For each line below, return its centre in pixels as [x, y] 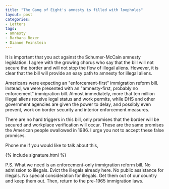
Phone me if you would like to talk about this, [52, 145]
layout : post [19, 15]
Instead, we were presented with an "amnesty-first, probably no [72, 88]
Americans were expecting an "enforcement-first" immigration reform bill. [82, 83]
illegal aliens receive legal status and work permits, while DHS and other [80, 99]
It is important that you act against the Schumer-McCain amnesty [73, 57]
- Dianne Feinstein [26, 43]
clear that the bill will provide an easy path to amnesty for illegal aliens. [79, 73]
